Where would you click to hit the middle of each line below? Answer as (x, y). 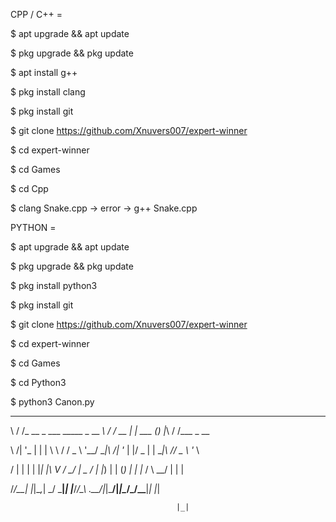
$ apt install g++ (44, 72)
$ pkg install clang (48, 92)
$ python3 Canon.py (52, 402)
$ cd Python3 (38, 382)
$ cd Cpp (29, 188)
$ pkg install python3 (54, 285)
